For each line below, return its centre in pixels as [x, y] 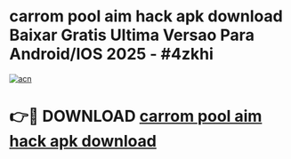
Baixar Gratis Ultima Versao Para [132, 35]
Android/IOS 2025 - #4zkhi [111, 54]
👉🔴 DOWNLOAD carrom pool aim [136, 116]
